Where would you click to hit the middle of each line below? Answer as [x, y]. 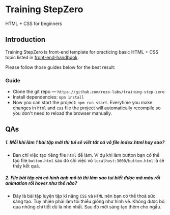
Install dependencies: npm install [48, 97]
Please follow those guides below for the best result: [60, 67]
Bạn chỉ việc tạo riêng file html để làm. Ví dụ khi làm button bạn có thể [86, 155]
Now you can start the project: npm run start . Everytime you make [82, 103]
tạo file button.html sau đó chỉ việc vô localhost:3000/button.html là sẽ [88, 161]
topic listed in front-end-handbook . [42, 57]
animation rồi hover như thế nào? [41, 183]
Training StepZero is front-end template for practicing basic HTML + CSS [82, 52]
